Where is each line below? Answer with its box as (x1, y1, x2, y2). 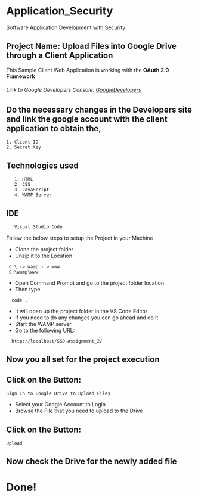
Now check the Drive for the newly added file (6, 456, 177, 467)
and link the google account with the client (6, 114, 168, 124)
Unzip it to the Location (14, 252, 73, 259)
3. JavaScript (14, 187, 49, 193)
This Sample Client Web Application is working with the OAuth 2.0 (6, 66, 169, 73)
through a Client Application (6, 51, 113, 61)
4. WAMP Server (14, 192, 52, 198)
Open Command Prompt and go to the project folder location (14, 279, 165, 287)
